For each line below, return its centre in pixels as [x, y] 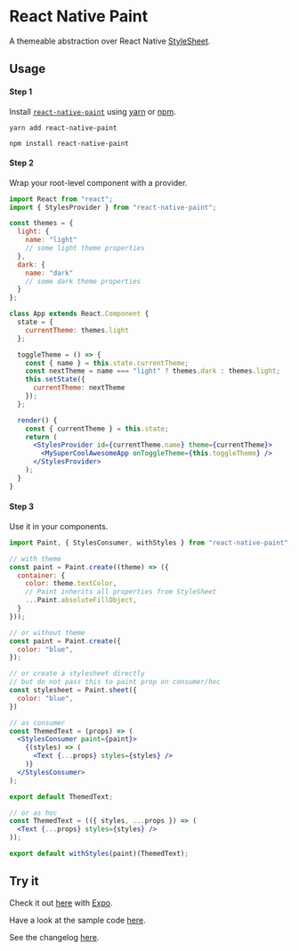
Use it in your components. [59, 526]
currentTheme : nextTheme [79, 388]
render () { [37, 420]
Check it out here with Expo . [61, 903]
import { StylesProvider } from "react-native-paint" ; [113, 207]
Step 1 [21, 92]
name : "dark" [49, 273]
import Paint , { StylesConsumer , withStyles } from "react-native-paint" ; [151, 543]
